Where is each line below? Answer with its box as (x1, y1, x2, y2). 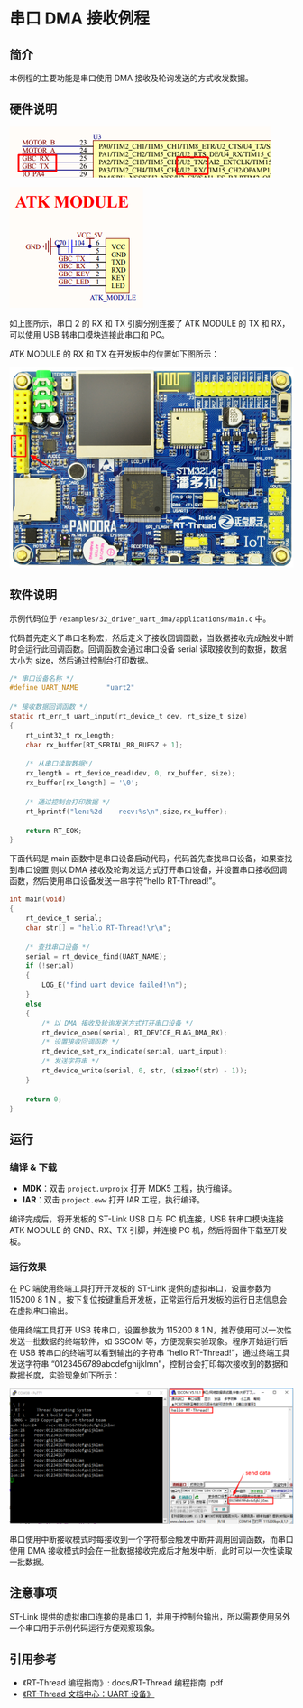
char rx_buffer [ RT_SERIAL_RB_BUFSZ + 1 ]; (25, 740, 183, 749)
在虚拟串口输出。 (9, 1305, 73, 1316)
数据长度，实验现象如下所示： (9, 1369, 120, 1381)
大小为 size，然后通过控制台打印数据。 (9, 654, 153, 665)
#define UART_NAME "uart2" (9, 683, 135, 692)
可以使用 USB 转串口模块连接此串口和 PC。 (9, 329, 170, 339)
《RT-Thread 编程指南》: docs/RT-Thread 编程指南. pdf (22, 1676, 224, 1688)
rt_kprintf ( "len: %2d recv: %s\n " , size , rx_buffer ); (25, 807, 228, 816)
